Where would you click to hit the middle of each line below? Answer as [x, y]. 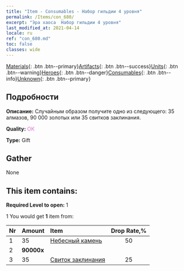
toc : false [19, 44]
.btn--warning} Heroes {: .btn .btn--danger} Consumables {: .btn [81, 72]
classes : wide [23, 50]
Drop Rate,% [129, 231]
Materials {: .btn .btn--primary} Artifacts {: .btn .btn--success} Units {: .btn [92, 66]
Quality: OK [20, 129]
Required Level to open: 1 [37, 205]
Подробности [32, 97]
